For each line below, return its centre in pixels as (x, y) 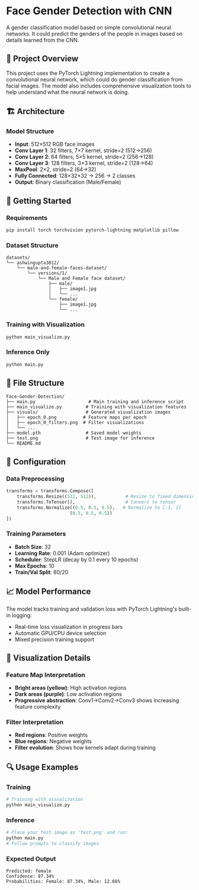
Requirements (27, 218)
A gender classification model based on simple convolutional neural (89, 27)
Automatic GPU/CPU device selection (60, 633)
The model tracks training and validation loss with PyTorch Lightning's (92, 609)
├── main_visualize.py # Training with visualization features (96, 407)
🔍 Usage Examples (42, 767)
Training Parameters (36, 534)
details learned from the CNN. (43, 40)
